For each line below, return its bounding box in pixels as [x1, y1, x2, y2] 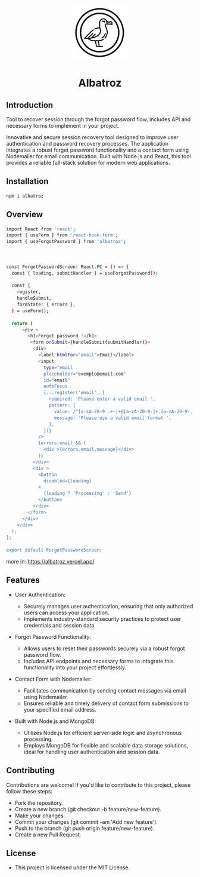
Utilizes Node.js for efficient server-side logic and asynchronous [23, 729, 182, 736]
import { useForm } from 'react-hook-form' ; [6, 232, 118, 238]
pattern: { [48, 402, 76, 408]
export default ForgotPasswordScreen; [6, 547, 102, 553]
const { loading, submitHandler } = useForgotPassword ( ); [11, 270, 159, 276]
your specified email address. [23, 706, 96, 713]
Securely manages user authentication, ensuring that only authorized [23, 602, 193, 610]
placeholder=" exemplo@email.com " [43, 371, 127, 377]
